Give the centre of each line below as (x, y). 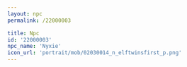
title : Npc (23, 33)
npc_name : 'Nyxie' (34, 47)
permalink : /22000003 (39, 20)
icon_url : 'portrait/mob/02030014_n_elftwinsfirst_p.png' (95, 53)
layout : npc (25, 14)
